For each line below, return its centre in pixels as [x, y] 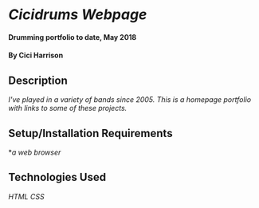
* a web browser [35, 152]
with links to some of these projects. [68, 108]
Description [38, 80]
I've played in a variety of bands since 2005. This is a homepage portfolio [130, 100]
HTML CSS [27, 196]
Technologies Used [57, 177]
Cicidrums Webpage [78, 15]
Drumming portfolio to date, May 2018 [73, 37]
